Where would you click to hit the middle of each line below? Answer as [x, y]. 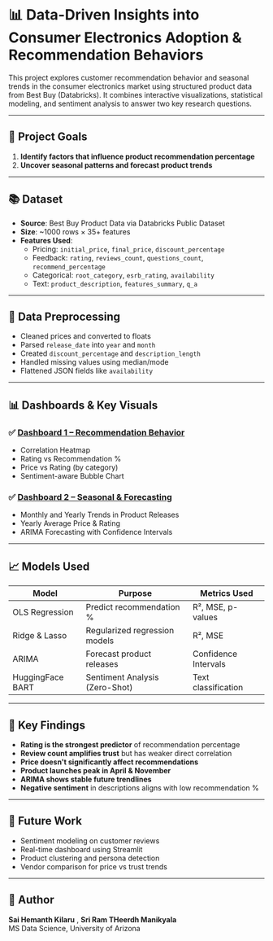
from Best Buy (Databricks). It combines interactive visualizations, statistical [136, 94]
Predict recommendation [133, 607]
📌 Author [31, 900]
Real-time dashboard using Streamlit [81, 849]
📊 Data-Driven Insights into [104, 15]
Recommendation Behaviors [106, 55]
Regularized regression [130, 631]
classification [218, 688]
